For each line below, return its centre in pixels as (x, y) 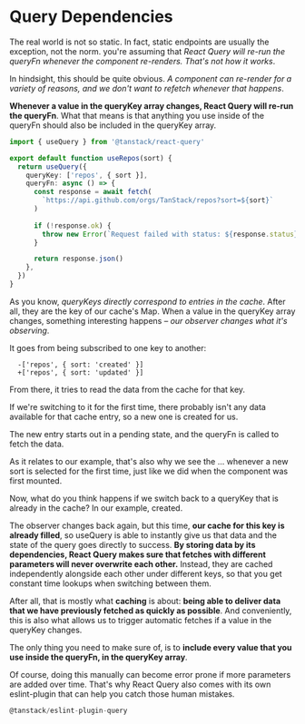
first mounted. (36, 480)
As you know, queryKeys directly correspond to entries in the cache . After (148, 301)
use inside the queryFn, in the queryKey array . (98, 657)
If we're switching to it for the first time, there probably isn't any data (138, 406)
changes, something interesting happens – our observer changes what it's (148, 320)
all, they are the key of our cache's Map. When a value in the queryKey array (152, 311)
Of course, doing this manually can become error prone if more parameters (150, 674)
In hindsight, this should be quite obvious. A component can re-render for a (151, 78)
